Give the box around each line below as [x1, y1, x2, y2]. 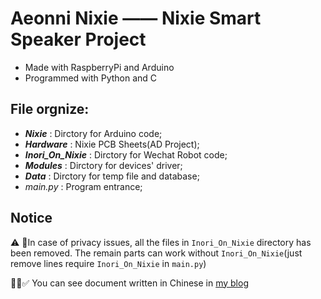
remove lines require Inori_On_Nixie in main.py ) [10, 257, 207, 269]
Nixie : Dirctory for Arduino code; [24, 127, 163, 139]
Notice [10, 210, 53, 227]
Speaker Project [10, 28, 147, 51]
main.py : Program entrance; [24, 180, 143, 192]
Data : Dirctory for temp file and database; [24, 170, 200, 182]
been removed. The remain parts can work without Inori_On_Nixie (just [10, 247, 303, 259]
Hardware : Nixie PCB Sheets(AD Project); [24, 138, 200, 150]
